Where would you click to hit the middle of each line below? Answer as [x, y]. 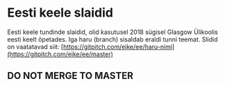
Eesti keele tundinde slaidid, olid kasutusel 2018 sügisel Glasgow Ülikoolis [113, 32]
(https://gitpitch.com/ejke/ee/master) [60, 54]
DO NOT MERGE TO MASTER [70, 76]
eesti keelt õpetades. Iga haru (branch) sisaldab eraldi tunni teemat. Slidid [112, 39]
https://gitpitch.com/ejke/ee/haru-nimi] [119, 46]
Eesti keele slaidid [60, 13]
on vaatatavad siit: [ [35, 46]
